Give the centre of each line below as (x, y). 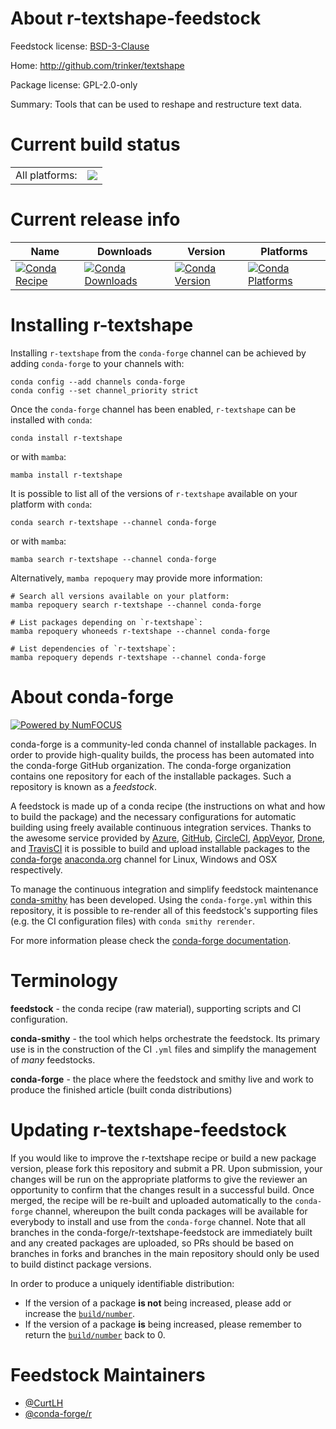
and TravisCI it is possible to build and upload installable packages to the (160, 848)
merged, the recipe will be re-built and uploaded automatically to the (151, 1200)
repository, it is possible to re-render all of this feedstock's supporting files (164, 910)
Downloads (124, 251)
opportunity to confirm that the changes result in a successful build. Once (162, 1189)
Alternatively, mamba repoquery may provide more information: (136, 578)
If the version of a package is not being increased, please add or (158, 1303)
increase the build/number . (80, 1313)
